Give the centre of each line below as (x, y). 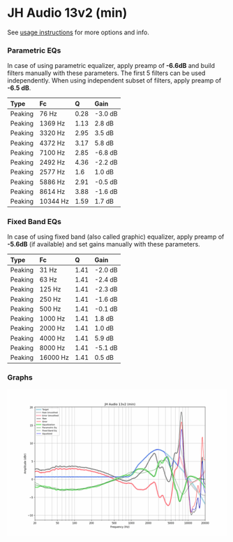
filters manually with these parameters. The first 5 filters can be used (106, 73)
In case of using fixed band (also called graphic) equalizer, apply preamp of (116, 237)
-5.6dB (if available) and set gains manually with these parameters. (104, 244)
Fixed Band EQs (34, 221)
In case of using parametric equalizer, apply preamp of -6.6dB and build (111, 66)
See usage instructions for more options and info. (78, 32)
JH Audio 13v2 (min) (67, 13)
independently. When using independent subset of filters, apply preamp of (114, 81)
